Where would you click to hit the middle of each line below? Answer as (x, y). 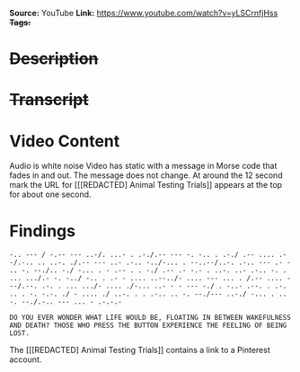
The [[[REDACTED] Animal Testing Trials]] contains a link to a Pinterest (140, 350)
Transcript (49, 100)
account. (26, 359)
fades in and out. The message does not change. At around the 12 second (146, 175)
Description (54, 59)
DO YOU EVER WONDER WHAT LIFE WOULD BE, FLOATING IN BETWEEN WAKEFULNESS (150, 318)
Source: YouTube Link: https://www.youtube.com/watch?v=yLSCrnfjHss (144, 13)
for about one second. (50, 195)
